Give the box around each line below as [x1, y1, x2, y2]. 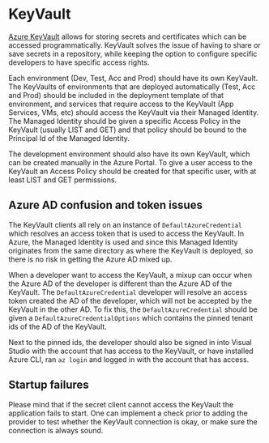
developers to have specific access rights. [8, 58, 150, 67]
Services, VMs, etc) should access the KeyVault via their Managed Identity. [8, 107, 259, 117]
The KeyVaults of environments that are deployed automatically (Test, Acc [8, 82, 256, 92]
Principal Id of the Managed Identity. [8, 133, 130, 143]
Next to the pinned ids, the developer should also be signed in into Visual [8, 337, 253, 347]
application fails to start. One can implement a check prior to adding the [8, 408, 249, 418]
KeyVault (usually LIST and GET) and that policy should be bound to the [8, 125, 247, 134]
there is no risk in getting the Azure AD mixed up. [8, 254, 173, 264]
